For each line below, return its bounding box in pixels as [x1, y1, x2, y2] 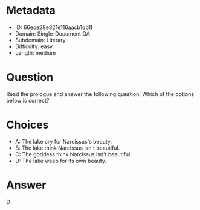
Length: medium [15, 49, 56, 56]
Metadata [6, 4, 56, 17]
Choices [6, 118, 49, 132]
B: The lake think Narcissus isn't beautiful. [15, 144, 120, 151]
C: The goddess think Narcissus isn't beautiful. [15, 150, 132, 157]
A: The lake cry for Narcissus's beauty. [15, 138, 112, 145]
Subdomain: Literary [15, 36, 66, 43]
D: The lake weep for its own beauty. [15, 157, 107, 164]
